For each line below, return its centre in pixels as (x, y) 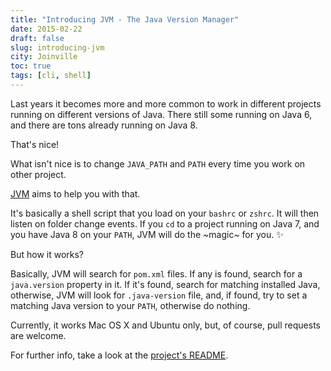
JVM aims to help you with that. (75, 193)
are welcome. (38, 335)
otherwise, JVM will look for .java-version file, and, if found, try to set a (159, 295)
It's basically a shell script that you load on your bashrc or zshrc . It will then (165, 213)
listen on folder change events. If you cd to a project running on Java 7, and (165, 223)
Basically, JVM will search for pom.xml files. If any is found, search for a (156, 273)
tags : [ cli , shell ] (51, 76)
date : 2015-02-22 (46, 29)
